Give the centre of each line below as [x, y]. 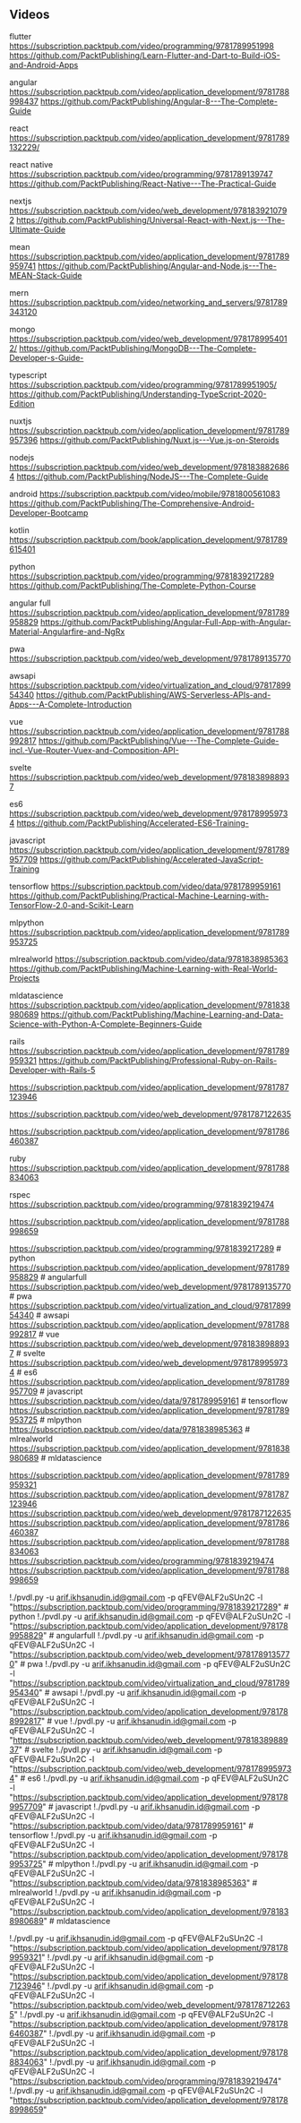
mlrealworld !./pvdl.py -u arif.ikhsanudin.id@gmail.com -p [116, 1892]
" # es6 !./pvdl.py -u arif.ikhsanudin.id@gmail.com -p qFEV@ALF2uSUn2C [152, 1778]
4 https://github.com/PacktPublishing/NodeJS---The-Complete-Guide [139, 476]
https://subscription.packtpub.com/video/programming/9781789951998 [142, 46]
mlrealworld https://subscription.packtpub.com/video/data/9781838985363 [149, 958]
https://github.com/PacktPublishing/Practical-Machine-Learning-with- [139, 896]
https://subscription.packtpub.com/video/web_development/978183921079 [148, 211]
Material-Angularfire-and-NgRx [67, 632]
